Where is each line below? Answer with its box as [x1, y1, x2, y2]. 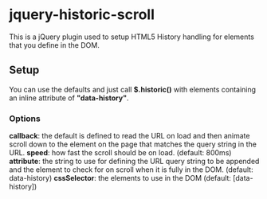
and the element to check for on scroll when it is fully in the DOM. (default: [9, 165, 253, 174]
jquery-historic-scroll [9, 6, 155, 24]
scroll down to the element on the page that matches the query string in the [9, 139, 257, 149]
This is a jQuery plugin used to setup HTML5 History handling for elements [9, 32, 254, 41]
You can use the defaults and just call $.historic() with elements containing [9, 84, 257, 94]
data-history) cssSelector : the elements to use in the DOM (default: [9, 174, 232, 183]
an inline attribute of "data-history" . [9, 93, 129, 103]
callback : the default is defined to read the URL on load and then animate [9, 131, 250, 141]
